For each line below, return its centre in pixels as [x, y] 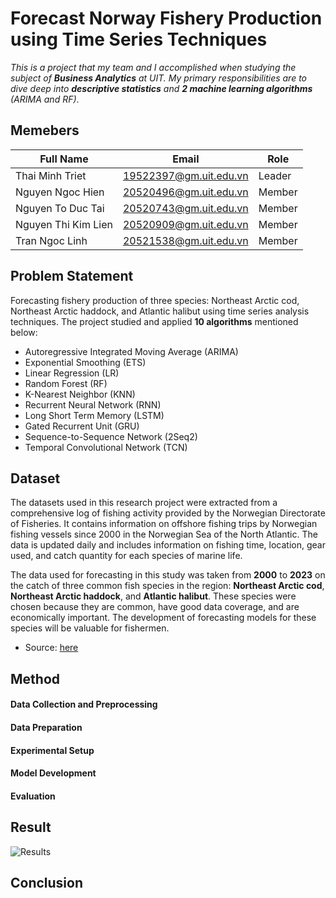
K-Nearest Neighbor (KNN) [80, 394]
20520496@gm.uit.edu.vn [185, 192]
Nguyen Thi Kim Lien [64, 224]
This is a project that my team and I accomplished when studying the [153, 67]
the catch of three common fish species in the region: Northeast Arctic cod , [167, 586]
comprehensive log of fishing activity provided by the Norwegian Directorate [168, 513]
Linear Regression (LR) [72, 373]
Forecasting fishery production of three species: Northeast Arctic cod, [155, 300]
